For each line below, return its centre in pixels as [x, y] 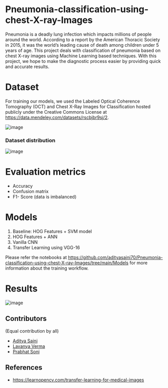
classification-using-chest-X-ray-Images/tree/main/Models [67, 263]
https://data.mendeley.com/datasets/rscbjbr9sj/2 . [57, 117]
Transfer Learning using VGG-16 [46, 248]
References [24, 367]
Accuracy [23, 186]
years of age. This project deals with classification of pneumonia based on [83, 50]
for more [139, 263]
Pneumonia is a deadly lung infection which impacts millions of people [78, 34]
